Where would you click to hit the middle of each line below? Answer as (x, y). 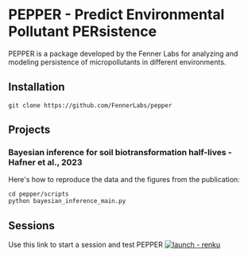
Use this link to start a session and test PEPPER (85, 245)
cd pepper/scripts (39, 194)
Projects (29, 130)
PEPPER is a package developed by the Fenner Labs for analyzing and (123, 53)
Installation (37, 87)
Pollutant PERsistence (83, 31)
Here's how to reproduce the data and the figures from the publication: (124, 180)
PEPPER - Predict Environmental (116, 15)
